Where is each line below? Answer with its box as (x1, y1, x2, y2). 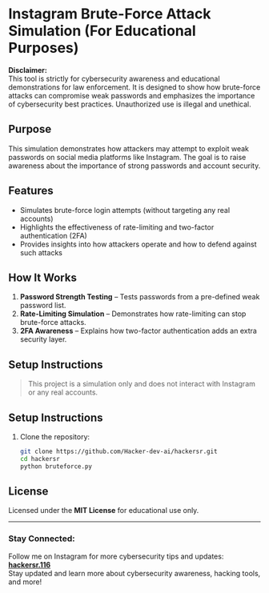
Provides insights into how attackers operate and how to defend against (19, 239, 258, 249)
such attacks (19, 247, 62, 257)
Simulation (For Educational (8, 22, 196, 40)
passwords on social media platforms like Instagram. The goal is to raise (8, 152, 247, 162)
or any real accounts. (27, 387, 98, 397)
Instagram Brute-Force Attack (8, 5, 211, 23)
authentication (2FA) (19, 230, 88, 240)
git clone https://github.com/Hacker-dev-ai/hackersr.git (19, 447, 218, 455)
